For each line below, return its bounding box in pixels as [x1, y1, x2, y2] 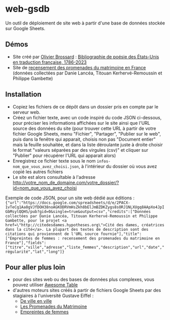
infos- [96, 158, 111, 164]
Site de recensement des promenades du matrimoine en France [12, 64, 146, 70]
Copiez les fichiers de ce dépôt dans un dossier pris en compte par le [12, 103, 159, 110]
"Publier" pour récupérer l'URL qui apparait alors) [12, 152, 116, 158]
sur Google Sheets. [5, 25, 46, 31]
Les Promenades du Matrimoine [20, 304, 87, 310]
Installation [5, 90, 42, 99]
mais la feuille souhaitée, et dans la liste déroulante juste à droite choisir [12, 141, 163, 148]
